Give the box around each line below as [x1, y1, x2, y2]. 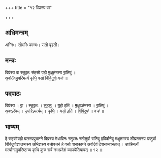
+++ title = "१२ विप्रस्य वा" [5, 5, 52, 10]
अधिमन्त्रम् [5, 29, 28, 37]
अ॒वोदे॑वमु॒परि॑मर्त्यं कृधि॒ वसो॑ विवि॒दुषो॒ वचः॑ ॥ [5, 75, 68, 81]
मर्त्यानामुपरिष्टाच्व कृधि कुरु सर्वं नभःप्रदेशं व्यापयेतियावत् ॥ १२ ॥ [5, 147, 102, 153]
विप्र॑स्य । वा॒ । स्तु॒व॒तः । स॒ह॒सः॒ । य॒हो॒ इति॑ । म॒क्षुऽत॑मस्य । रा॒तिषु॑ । [5, 102, 109, 108]
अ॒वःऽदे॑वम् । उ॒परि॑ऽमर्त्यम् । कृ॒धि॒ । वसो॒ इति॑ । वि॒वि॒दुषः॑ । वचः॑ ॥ [5, 108, 104, 114]
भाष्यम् [5, 123, 19, 131]
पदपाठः [5, 90, 21, 98]
